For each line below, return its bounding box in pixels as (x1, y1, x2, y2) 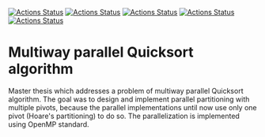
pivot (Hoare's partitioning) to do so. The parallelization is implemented (8, 111, 240, 120)
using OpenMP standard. (8, 119, 89, 129)
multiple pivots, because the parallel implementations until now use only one (8, 102, 257, 112)
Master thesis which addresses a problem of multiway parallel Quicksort (8, 86, 244, 95)
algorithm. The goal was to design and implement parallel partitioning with (8, 94, 250, 104)
